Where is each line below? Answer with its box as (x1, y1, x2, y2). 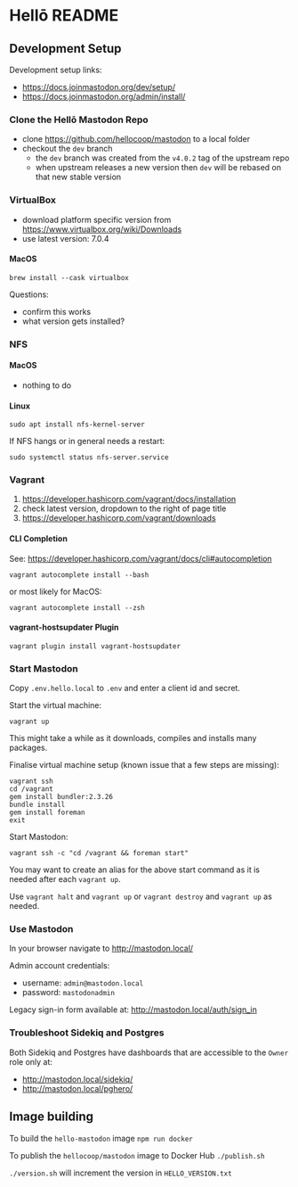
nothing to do (21, 380, 72, 391)
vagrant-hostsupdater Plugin (9, 622, 119, 633)
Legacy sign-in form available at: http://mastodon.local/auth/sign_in (9, 1004, 258, 1015)
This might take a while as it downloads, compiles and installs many (9, 733, 257, 744)
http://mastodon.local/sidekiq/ (21, 1074, 133, 1084)
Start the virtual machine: (9, 700, 102, 711)
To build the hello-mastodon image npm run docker (9, 1133, 193, 1143)
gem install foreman (9, 808, 86, 817)
